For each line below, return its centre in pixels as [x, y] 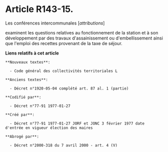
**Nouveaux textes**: [28, 62]
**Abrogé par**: [22, 136]
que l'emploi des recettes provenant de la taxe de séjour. [64, 43]
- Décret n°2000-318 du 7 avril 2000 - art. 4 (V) [64, 145]
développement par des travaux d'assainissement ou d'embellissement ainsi [84, 38]
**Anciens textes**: [27, 79]
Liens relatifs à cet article [32, 53]
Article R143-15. [39, 9]
